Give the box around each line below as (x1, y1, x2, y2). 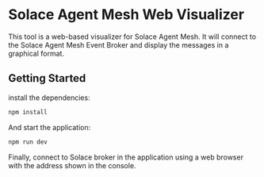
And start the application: (8, 122, 91, 132)
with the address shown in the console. (8, 160, 136, 170)
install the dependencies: (8, 93, 90, 102)
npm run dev (8, 137, 48, 146)
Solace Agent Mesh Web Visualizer (8, 6, 244, 24)
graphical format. (8, 48, 65, 58)
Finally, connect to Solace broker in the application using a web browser (8, 152, 244, 162)
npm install (8, 108, 48, 116)
